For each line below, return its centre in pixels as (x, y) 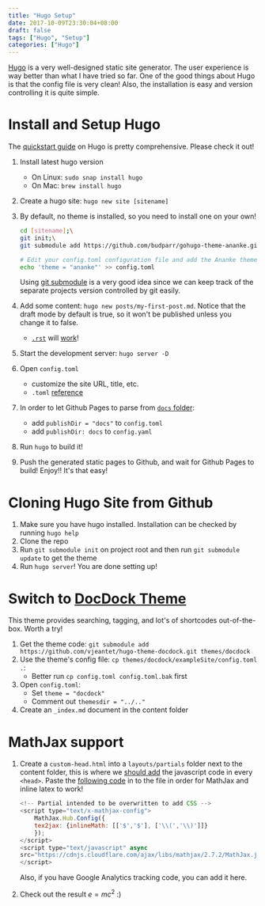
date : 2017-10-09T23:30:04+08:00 (63, 23)
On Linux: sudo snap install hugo (87, 177)
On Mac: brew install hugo (76, 186)
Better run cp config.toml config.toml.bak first (109, 677)
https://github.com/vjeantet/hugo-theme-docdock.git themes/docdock (135, 652)
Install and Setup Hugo (84, 125)
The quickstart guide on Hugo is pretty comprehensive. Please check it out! (131, 146)
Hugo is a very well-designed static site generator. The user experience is (129, 67)
